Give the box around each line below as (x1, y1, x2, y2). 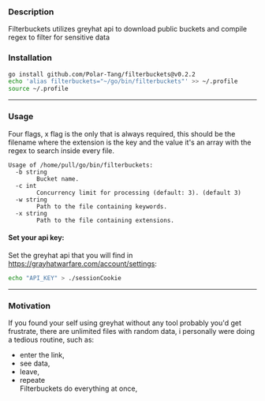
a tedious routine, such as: (8, 335, 95, 344)
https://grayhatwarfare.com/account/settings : (8, 259, 158, 268)
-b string (15, 168, 47, 176)
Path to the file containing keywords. (36, 202, 168, 211)
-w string (15, 196, 47, 204)
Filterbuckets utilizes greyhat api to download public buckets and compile (8, 24, 248, 34)
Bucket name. (36, 174, 80, 183)
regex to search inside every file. (8, 145, 115, 156)
